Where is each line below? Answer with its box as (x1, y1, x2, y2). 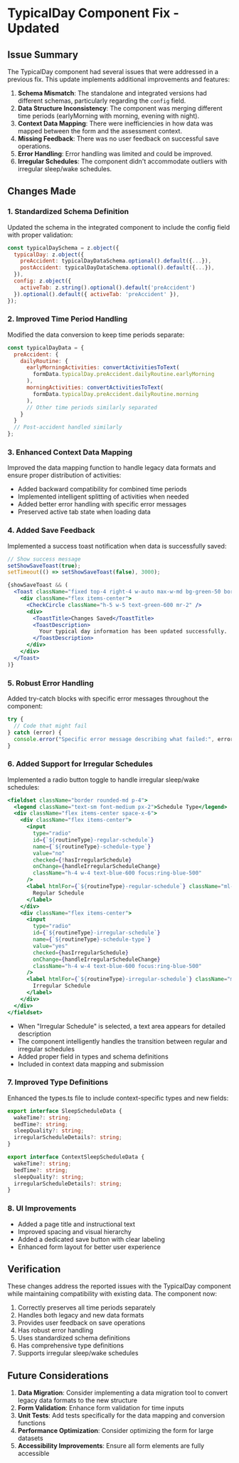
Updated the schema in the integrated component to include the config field (7, 223, 230, 231)
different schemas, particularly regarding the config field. (17, 96, 186, 105)
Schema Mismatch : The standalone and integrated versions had (17, 89, 208, 97)
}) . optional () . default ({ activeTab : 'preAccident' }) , (14, 290, 180, 297)
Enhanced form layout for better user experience (17, 1243, 161, 1251)
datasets (17, 1434, 44, 1442)
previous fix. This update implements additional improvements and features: (7, 75, 230, 83)
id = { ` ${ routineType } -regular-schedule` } (33, 836, 154, 843)
